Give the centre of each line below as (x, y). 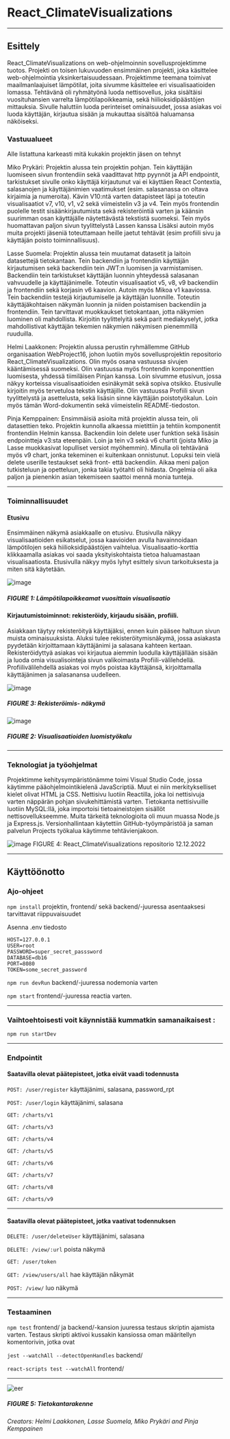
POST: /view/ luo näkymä (43, 1288)
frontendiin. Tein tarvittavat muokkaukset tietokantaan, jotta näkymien (105, 312)
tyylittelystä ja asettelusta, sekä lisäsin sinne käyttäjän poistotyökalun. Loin (112, 398)
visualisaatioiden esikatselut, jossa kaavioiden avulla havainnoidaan (102, 540)
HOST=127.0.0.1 (29, 939)
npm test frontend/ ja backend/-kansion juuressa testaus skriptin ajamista (111, 1327)
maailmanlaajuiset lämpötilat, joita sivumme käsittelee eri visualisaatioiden (111, 84)
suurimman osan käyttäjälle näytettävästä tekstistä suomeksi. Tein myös (109, 218)
